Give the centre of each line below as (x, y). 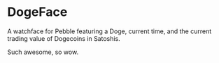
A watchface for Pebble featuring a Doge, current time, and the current (109, 31)
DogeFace (37, 12)
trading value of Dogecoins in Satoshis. (64, 38)
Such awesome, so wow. (43, 52)
